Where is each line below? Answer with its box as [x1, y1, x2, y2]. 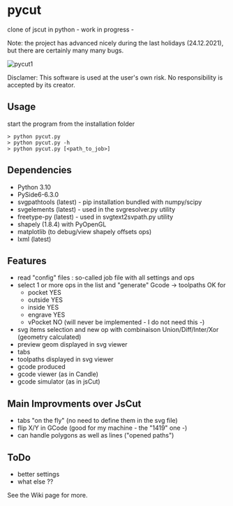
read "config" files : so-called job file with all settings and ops [17, 273, 195, 282]
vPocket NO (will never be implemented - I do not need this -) [27, 318, 205, 326]
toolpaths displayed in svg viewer [17, 355, 114, 363]
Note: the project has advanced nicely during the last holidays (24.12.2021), [7, 38, 224, 47]
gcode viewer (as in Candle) [17, 370, 99, 379]
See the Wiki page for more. [7, 491, 88, 499]
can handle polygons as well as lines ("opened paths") [17, 431, 174, 440]
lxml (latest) [17, 235, 52, 243]
